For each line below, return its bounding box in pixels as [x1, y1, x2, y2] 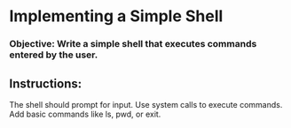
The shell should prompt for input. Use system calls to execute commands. [9, 99, 283, 109]
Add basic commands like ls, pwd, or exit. [9, 109, 161, 119]
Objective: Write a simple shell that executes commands [9, 38, 257, 50]
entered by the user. [9, 49, 98, 61]
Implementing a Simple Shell [9, 6, 224, 26]
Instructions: [9, 76, 83, 91]
